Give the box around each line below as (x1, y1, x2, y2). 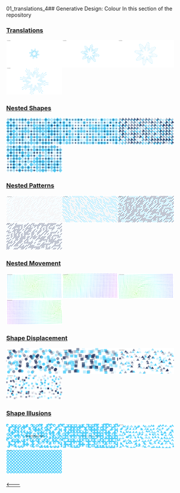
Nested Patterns (6, 182, 55, 190)
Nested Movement (6, 259, 61, 267)
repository (6, 11, 32, 18)
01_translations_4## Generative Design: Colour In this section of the (6, 5, 173, 12)
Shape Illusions (6, 409, 52, 417)
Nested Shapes (6, 104, 52, 112)
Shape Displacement (6, 334, 68, 342)
